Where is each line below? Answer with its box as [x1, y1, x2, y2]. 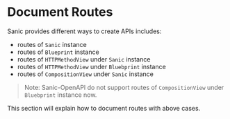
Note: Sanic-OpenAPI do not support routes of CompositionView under [24, 83, 224, 91]
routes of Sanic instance [17, 40, 87, 48]
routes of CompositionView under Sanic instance [17, 70, 154, 78]
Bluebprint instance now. [24, 91, 97, 99]
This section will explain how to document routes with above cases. [7, 104, 201, 112]
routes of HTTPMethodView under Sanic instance [17, 55, 151, 63]
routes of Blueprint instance [17, 48, 99, 56]
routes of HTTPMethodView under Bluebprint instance [17, 62, 167, 71]
